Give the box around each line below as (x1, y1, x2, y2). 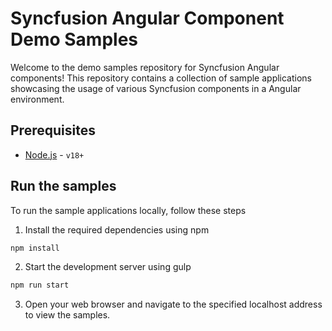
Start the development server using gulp (24, 261, 192, 273)
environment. (10, 93, 65, 105)
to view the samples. (24, 309, 111, 321)
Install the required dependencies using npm (24, 223, 210, 236)
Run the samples (10, 178, 117, 195)
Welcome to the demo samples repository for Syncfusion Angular (10, 61, 280, 73)
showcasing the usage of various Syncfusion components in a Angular (10, 82, 302, 94)
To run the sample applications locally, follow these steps (10, 204, 247, 216)
